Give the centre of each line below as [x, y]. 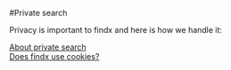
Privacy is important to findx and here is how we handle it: [116, 30]
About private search [48, 47]
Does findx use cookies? [54, 56]
